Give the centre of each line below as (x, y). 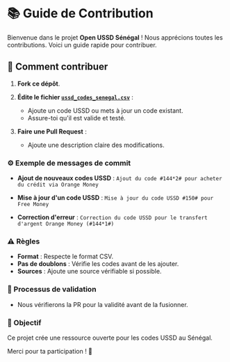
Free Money (33, 205)
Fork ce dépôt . (39, 84)
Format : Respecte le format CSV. (65, 257)
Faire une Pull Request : (52, 131)
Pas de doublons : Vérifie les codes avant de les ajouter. (98, 264)
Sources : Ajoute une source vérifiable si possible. (89, 271)
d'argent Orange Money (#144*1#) (66, 224)
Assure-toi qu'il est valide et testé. (77, 118)
